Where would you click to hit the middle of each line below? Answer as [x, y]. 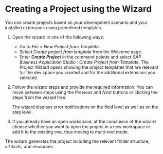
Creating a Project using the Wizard [78, 9]
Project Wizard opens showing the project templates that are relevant [89, 67]
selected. [28, 77]
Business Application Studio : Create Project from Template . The [84, 62]
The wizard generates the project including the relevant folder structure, [77, 141]
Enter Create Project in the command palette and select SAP [80, 57]
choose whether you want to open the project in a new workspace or [81, 126]
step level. [22, 112]
